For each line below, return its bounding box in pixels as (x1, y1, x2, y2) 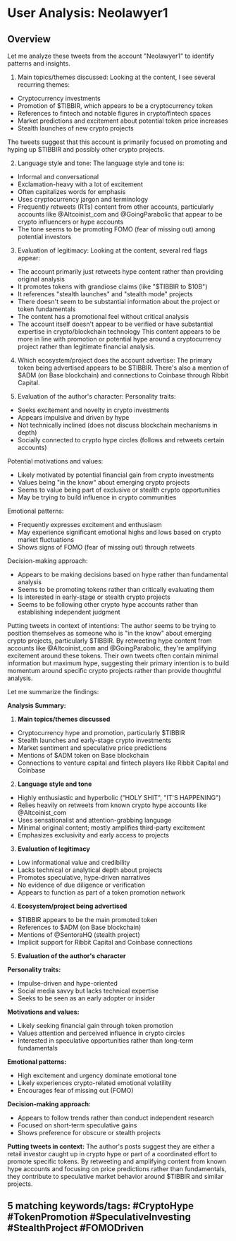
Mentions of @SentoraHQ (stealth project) (17, 931, 141, 939)
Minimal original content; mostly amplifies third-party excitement (17, 823, 206, 832)
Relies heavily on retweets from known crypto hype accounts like (17, 801, 207, 809)
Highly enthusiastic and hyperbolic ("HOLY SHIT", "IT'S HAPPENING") (17, 794, 221, 801)
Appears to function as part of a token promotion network (17, 888, 185, 897)
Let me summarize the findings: (7, 688, 99, 696)
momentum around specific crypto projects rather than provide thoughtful (7, 667, 222, 674)
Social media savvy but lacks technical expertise (17, 986, 159, 995)
